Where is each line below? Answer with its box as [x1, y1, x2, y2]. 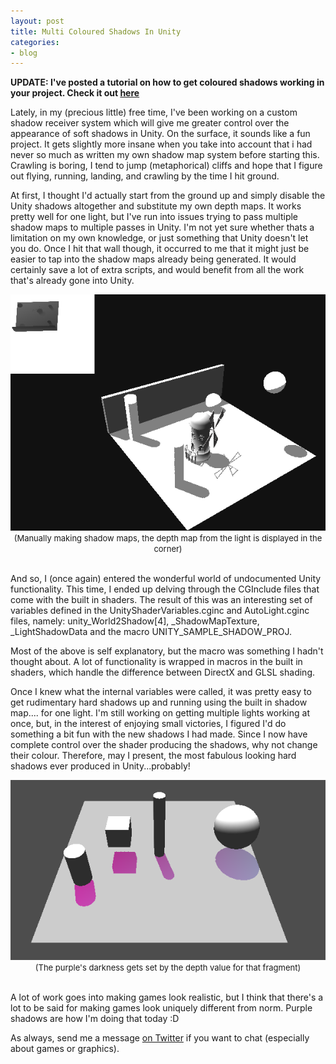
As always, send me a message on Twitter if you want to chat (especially [10, 1032, 310, 1044]
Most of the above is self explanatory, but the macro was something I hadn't [10, 645, 324, 657]
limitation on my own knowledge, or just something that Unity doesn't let [10, 232, 309, 244]
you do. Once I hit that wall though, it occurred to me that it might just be [10, 243, 310, 255]
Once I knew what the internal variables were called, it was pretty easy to [10, 686, 312, 698]
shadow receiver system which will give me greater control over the [10, 117, 290, 129]
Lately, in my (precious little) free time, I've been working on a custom [10, 106, 298, 119]
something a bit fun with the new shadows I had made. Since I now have [10, 728, 308, 740]
